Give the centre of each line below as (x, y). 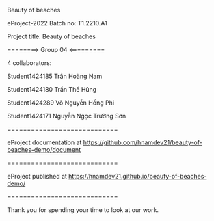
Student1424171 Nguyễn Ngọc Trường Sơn (67, 116)
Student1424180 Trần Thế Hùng (52, 89)
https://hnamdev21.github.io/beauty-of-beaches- (137, 176)
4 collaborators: (29, 63)
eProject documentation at (44, 142)
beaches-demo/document (44, 149)
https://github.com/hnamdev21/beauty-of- (143, 142)
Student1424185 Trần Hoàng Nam (55, 76)
